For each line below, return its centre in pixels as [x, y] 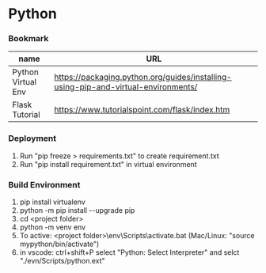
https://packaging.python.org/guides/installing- [143, 78]
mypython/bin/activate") [59, 244]
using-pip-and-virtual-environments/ [126, 87]
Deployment [32, 138]
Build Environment [44, 184]
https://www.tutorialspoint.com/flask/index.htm [142, 110]
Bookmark [28, 39]
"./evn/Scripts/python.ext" [62, 261]
